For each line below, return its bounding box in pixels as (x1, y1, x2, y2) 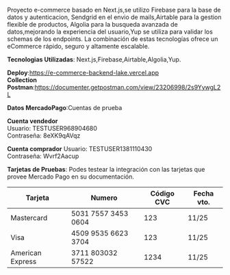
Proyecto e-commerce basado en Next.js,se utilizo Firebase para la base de (7, 6, 221, 14)
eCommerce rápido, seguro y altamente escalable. (7, 42, 150, 50)
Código (150, 189, 175, 198)
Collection (7, 76, 38, 84)
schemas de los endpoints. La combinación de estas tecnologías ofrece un (7, 35, 218, 43)
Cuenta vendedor (7, 117, 58, 125)
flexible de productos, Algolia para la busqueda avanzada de (7, 21, 178, 28)
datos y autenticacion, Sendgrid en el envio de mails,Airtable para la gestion (7, 13, 222, 21)
